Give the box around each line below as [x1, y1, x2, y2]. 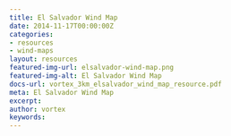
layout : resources [9, 55, 78, 64]
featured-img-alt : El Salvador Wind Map [9, 72, 163, 81]
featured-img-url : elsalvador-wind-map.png [9, 64, 175, 72]
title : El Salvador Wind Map [9, 13, 118, 22]
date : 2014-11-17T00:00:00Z [9, 21, 115, 30]
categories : [9, 30, 54, 38]
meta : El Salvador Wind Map [9, 88, 115, 97]
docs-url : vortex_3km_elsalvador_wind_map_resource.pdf [9, 80, 222, 89]
